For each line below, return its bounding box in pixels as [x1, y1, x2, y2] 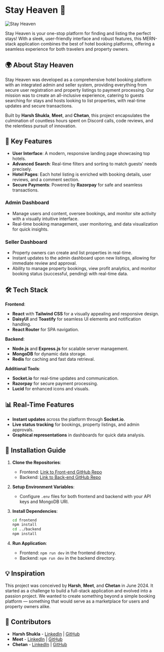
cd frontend [12, 518, 37, 523]
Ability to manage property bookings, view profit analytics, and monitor [12, 266, 156, 271]
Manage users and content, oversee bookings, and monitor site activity [12, 210, 156, 216]
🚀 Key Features [5, 137, 53, 146]
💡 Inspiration [5, 570, 45, 578]
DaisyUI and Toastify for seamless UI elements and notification [12, 316, 141, 322]
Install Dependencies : [12, 508, 58, 514]
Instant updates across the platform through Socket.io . [12, 416, 125, 422]
